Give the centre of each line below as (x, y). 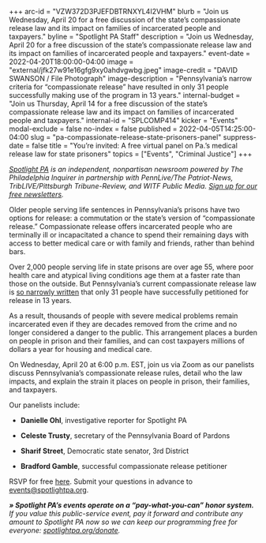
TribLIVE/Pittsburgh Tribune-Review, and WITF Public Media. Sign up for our (133, 186)
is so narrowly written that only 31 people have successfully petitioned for (129, 292)
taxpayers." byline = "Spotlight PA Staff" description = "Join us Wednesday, (131, 36)
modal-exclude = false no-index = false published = (93, 129)
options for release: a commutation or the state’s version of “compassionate (132, 218)
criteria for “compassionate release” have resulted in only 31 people (119, 87)
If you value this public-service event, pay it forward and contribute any (126, 513)
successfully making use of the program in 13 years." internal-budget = (125, 95)
